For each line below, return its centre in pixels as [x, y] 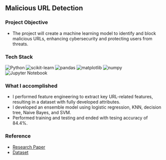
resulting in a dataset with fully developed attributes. [66, 102]
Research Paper [29, 147]
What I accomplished [31, 86]
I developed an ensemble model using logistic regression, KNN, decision [87, 107]
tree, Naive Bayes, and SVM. [42, 113]
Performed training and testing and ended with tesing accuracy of [80, 118]
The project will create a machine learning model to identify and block [84, 33]
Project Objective [27, 22]
